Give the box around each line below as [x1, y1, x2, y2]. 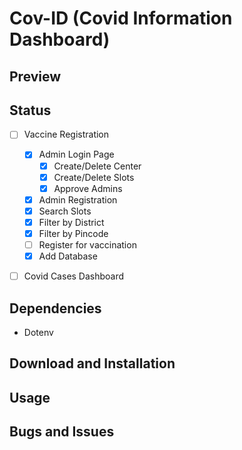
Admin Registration [38, 193, 118, 206]
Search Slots [38, 205, 92, 217]
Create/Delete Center [53, 160, 142, 172]
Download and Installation [9, 355, 176, 372]
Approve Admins [53, 182, 123, 194]
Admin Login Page [38, 148, 115, 161]
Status [9, 102, 52, 119]
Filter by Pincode [38, 227, 109, 239]
